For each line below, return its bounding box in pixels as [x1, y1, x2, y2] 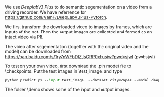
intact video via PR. [5, 34, 44, 40]
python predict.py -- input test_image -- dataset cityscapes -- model [5, 78, 150, 82]
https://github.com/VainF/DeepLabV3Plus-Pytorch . [5, 15, 108, 20]
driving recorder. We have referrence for [5, 9, 86, 15]
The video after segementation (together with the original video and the [5, 44, 149, 49]
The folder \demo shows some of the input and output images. [5, 86, 131, 92]
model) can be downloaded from [5, 48, 71, 54]
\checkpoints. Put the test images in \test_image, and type [5, 68, 122, 74]
